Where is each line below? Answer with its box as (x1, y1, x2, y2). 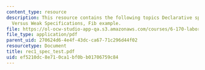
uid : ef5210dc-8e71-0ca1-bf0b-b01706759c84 (6, 54, 119, 60)
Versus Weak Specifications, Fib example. (12, 20, 121, 26)
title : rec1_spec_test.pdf (6, 49, 75, 55)
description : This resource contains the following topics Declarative (6, 15, 192, 21)
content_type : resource (6, 9, 67, 15)
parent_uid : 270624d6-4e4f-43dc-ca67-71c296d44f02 (6, 37, 138, 43)
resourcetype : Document (6, 43, 67, 49)
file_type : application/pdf (6, 32, 78, 38)
